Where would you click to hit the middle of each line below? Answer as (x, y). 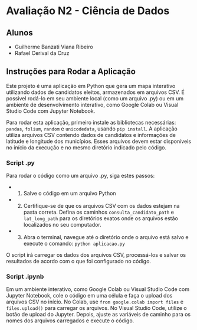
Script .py (21, 162)
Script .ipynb (25, 277)
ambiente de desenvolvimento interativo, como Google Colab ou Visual (92, 104)
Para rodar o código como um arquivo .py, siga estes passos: (81, 176)
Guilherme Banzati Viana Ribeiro (54, 47)
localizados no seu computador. (62, 225)
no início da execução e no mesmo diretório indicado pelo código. (86, 147)
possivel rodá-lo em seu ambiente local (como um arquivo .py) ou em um (95, 98)
